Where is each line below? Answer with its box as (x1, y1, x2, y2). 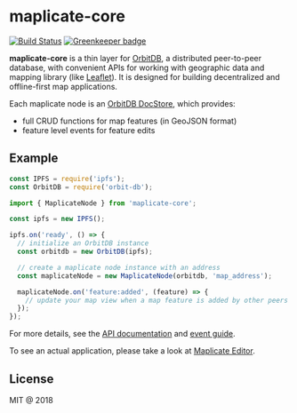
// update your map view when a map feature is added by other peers (25, 296, 289, 305)
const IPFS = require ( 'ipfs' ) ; (9, 174, 125, 183)
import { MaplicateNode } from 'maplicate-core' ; (9, 198, 197, 208)
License (9, 371, 54, 386)
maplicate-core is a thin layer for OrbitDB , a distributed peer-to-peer (9, 52, 262, 63)
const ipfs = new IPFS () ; (9, 215, 105, 224)
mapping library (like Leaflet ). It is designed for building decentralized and (9, 71, 280, 82)
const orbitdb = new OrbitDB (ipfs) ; (17, 247, 153, 256)
